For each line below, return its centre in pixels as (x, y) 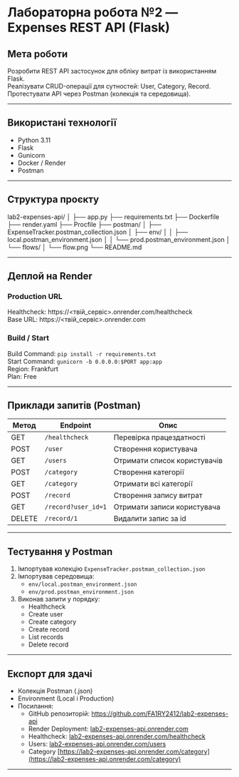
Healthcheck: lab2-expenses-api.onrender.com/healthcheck (117, 736)
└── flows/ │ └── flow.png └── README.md (75, 247)
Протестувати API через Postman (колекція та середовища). (99, 94)
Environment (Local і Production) (66, 699)
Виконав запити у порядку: (59, 599)
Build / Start (28, 338)
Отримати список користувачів (168, 461)
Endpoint (76, 425)
